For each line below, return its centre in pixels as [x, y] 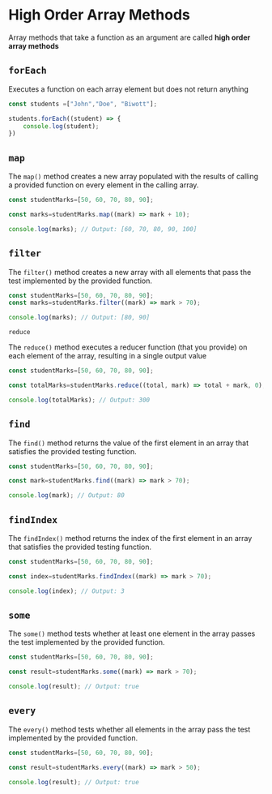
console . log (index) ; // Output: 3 [67, 591]
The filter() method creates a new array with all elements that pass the [130, 272]
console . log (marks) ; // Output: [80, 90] [79, 318]
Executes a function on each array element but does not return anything [129, 89]
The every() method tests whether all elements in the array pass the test [130, 729]
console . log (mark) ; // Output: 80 [67, 496]
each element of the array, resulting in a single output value [108, 356]
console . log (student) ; [61, 126]
